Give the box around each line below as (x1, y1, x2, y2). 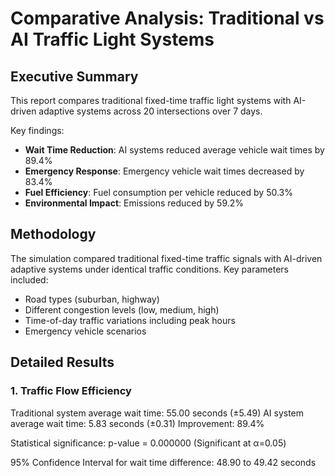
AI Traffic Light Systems (10, 28, 215, 51)
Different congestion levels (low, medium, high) (24, 303, 220, 316)
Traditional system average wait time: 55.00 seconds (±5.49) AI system (10, 407, 305, 419)
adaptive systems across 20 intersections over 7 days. (38, 105, 263, 117)
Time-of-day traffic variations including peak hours (24, 314, 236, 326)
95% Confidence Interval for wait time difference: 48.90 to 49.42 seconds (10, 456, 317, 468)
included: (10, 273, 49, 286)
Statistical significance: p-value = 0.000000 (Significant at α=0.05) (10, 437, 287, 449)
